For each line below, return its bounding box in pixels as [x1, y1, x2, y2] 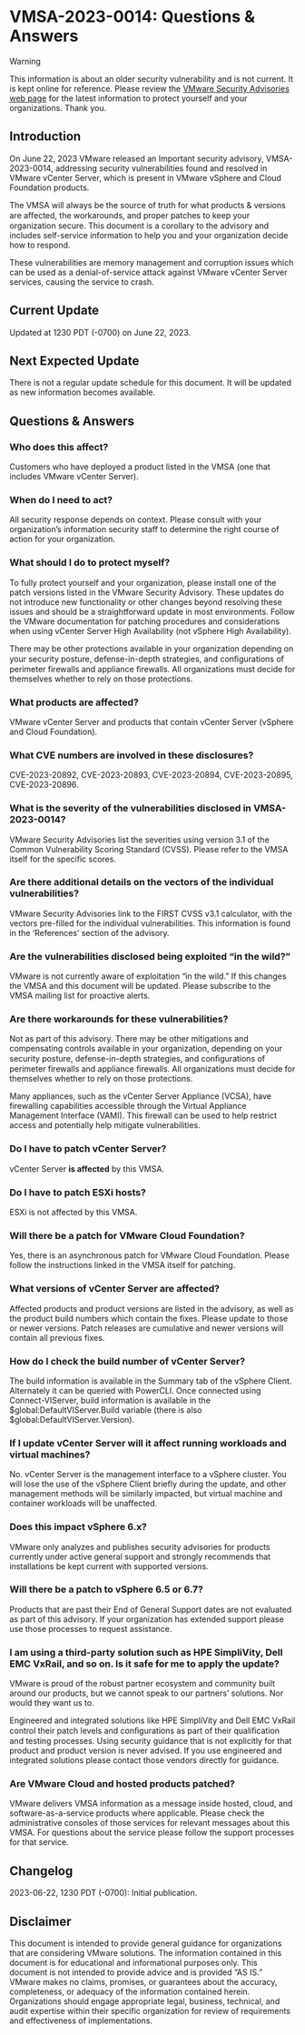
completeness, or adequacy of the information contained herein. [9, 1986, 251, 1998]
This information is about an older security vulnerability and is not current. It [9, 73, 293, 84]
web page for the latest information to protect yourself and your [9, 93, 248, 104]
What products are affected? [9, 696, 139, 709]
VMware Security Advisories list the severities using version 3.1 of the [9, 834, 270, 845]
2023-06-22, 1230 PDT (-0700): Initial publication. [9, 1888, 198, 1899]
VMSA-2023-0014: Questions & [9, 6, 256, 27]
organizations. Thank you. [9, 102, 107, 113]
